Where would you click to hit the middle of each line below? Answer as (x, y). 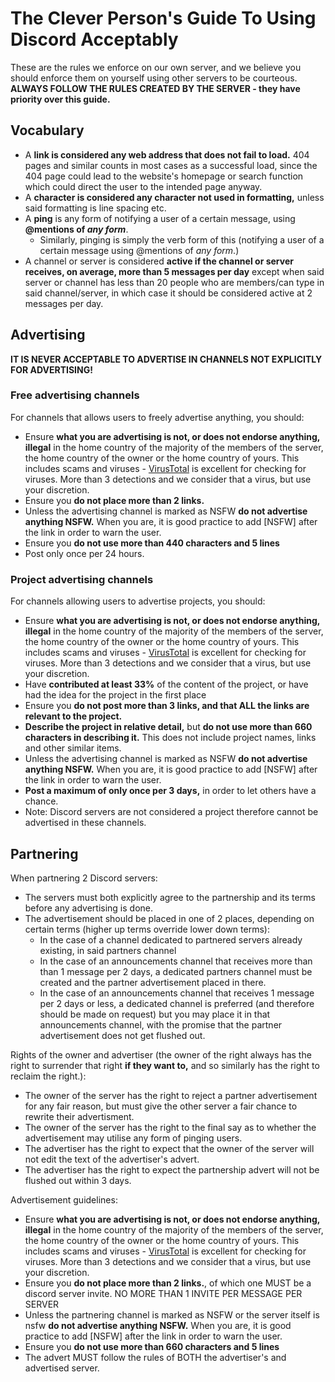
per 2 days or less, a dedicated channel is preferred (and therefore (177, 1003)
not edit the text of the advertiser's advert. (112, 1159)
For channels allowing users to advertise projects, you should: (138, 601)
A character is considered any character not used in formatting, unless (174, 197)
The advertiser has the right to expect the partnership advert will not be (172, 1169)
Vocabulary (47, 130)
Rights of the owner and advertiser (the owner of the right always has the (161, 1054)
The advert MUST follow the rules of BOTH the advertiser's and (155, 1357)
